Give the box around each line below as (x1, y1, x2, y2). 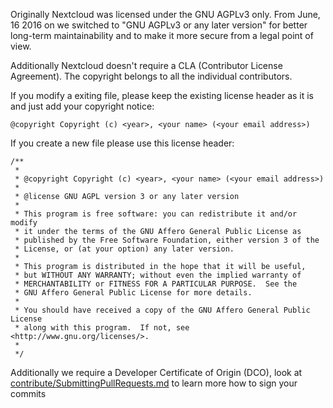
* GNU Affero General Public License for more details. (14, 288, 253, 298)
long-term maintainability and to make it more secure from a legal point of (10, 30, 314, 41)
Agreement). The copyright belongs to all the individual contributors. (10, 70, 293, 82)
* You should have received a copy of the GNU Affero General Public (14, 305, 311, 315)
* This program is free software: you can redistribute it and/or (14, 209, 298, 219)
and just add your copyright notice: (10, 100, 155, 112)
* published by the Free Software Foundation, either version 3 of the (14, 235, 320, 245)
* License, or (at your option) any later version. (14, 244, 235, 254)
